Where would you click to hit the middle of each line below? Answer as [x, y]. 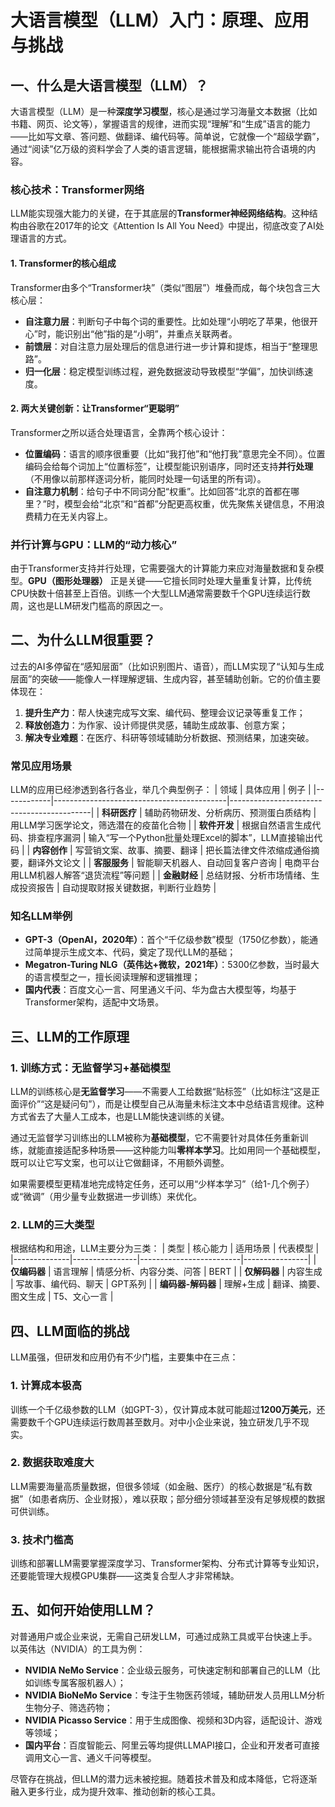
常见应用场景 [41, 766]
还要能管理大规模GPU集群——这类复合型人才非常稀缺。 [125, 1576]
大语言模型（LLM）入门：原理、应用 [160, 20]
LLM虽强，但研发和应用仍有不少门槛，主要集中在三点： [124, 1357]
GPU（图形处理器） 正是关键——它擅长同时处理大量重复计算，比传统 [170, 580]
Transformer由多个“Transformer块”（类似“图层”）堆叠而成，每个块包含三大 [165, 287]
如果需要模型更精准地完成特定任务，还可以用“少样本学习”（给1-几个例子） [162, 1184]
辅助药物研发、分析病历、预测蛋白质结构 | [230, 813]
